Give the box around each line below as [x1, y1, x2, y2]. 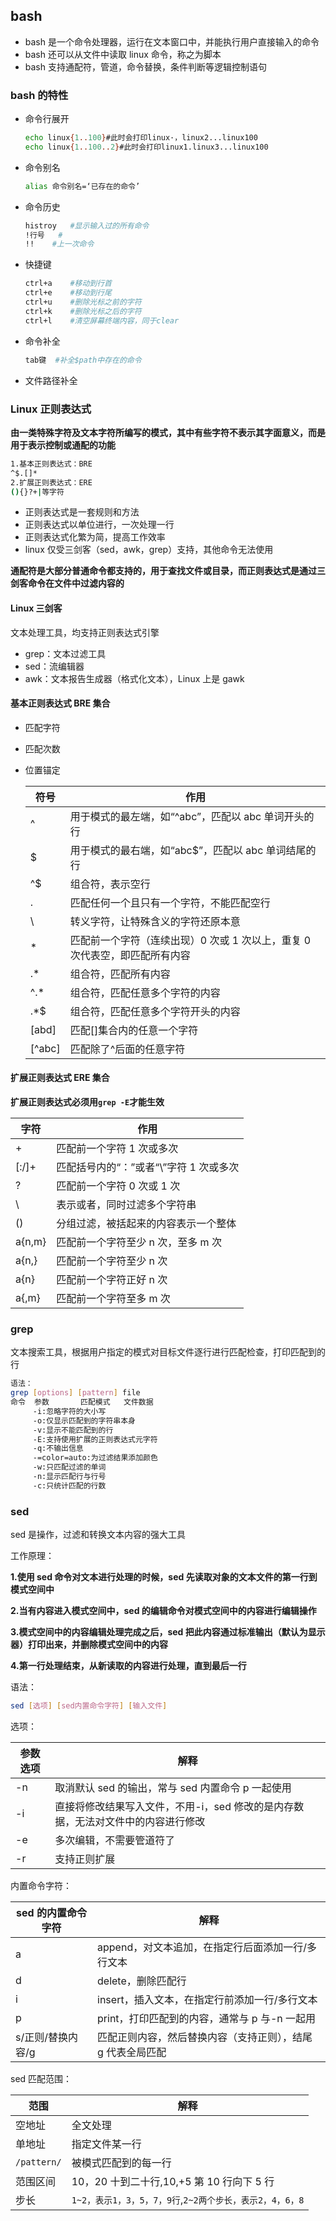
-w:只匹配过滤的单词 [32, 1462, 107, 1473]
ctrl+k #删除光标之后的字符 [24, 306, 142, 316]
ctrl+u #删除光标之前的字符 [24, 297, 142, 308]
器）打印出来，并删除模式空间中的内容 [10, 1639, 168, 1651]
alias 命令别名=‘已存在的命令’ [24, 181, 141, 191]
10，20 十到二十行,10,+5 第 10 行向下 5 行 [71, 2174, 275, 2188]
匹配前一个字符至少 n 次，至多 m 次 [56, 1235, 222, 1249]
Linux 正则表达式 [10, 402, 92, 416]
